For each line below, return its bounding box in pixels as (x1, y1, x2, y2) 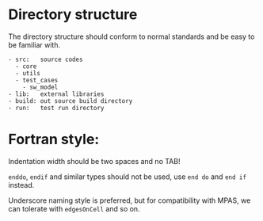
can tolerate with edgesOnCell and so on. (8, 204, 140, 213)
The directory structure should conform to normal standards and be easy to (8, 32, 255, 41)
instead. (8, 180, 35, 189)
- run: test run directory (8, 104, 105, 112)
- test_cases (15, 76, 59, 84)
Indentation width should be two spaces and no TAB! (8, 156, 181, 166)
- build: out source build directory (8, 97, 133, 105)
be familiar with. (8, 40, 61, 49)
